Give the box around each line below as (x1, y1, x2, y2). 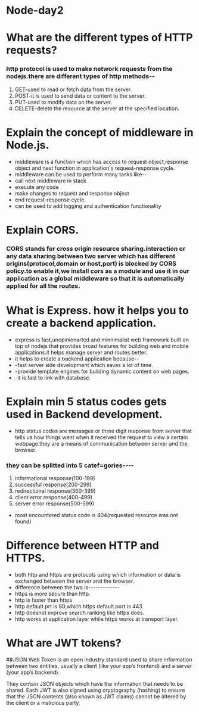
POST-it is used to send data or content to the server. (14, 92, 146, 99)
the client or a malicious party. (6, 699, 80, 706)
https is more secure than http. (14, 590, 91, 597)
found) (14, 518, 32, 525)
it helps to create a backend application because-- (14, 355, 139, 362)
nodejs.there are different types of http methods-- (6, 72, 155, 80)
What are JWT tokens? (6, 636, 122, 650)
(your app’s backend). (6, 669, 60, 676)
